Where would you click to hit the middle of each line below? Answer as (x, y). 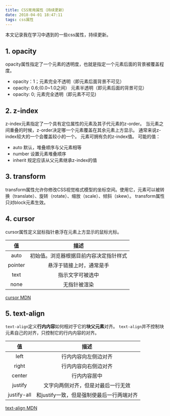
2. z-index (22, 111)
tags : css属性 (20, 19)
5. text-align (25, 314)
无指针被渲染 (79, 284)
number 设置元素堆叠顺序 (39, 154)
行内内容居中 (87, 376)
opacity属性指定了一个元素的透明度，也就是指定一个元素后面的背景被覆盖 (82, 64)
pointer (17, 265)
